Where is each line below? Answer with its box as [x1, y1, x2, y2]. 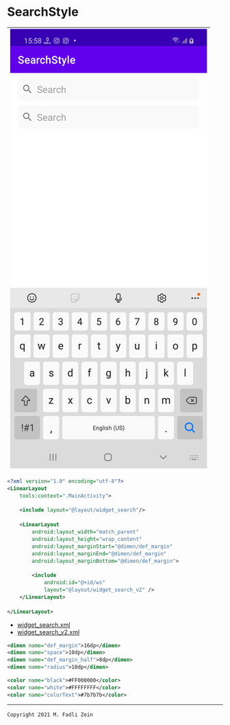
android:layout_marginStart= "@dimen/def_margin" [31, 543, 173, 550]
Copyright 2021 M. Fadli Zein [7, 711, 94, 718]
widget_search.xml [16, 621, 71, 629]
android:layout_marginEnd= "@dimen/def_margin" [31, 550, 167, 557]
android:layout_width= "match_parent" [31, 529, 139, 536]
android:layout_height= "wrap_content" [31, 536, 142, 542]
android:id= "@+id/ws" [43, 579, 106, 586]
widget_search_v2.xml [16, 628, 80, 636]
